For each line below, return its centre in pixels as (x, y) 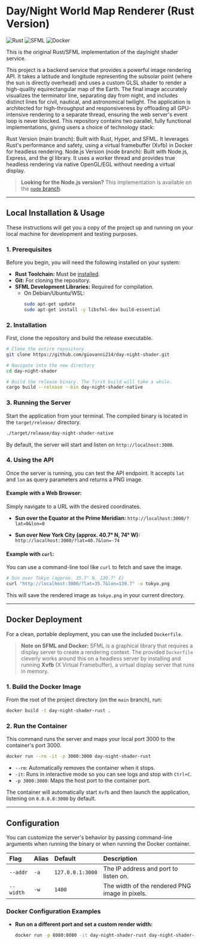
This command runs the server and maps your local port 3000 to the (91, 739)
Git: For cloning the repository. (53, 280)
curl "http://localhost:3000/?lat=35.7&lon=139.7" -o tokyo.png (88, 584)
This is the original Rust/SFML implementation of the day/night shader (92, 52)
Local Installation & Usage (55, 213)
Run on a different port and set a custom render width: (84, 924)
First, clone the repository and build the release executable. (80, 338)
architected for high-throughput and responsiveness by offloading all (91, 108)
